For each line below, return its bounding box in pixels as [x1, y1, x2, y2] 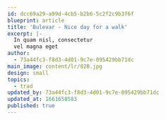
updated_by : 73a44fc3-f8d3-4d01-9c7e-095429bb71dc [7, 89, 160, 96]
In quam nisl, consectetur [13, 37, 93, 44]
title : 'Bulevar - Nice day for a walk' [7, 23, 129, 30]
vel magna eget [13, 43, 59, 50]
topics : [7, 76, 30, 83]
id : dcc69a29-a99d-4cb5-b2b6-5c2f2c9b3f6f [7, 10, 134, 18]
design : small [7, 69, 49, 76]
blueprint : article [7, 17, 65, 24]
